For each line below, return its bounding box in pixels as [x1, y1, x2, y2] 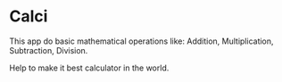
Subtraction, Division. [9, 45, 88, 55]
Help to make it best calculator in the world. [9, 62, 170, 73]
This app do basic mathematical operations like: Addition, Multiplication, [9, 36, 274, 46]
